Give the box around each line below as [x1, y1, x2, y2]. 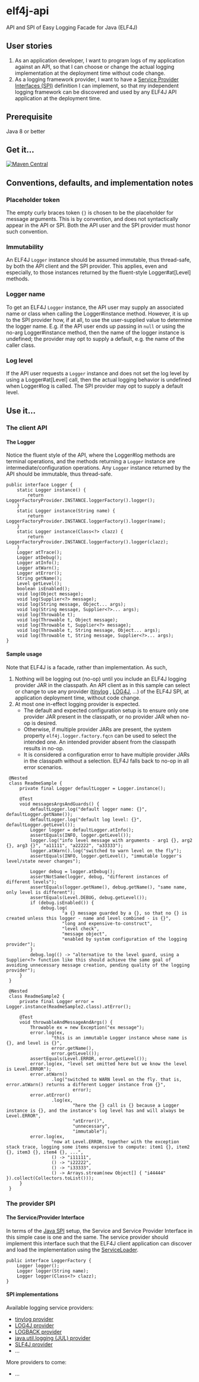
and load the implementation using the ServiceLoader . [6, 1246, 138, 1253]
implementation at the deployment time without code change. [14, 69, 166, 77]
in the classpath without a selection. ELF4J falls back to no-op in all [23, 757, 189, 764]
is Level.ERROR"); [6, 1066, 52, 1072]
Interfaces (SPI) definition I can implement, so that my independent [14, 82, 179, 89]
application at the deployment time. [14, 94, 102, 102]
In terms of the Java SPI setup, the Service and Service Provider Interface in [6, 1227, 193, 1234]
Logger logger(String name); [17, 1268, 89, 1274]
